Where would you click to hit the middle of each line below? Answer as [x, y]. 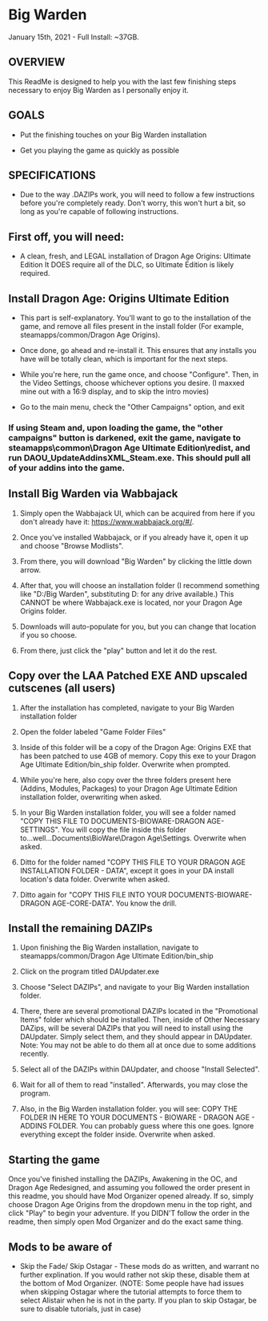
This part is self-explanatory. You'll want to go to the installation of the [136, 318]
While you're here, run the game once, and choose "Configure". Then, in [139, 374]
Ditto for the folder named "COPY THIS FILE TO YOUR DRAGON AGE [133, 862]
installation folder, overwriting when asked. [91, 796]
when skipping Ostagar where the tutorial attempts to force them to [131, 1291]
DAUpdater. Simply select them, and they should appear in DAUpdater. [136, 1037]
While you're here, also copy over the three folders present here [126, 780]
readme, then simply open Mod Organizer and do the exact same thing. [126, 1222]
